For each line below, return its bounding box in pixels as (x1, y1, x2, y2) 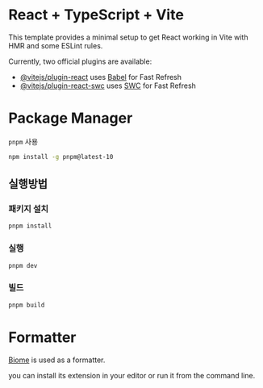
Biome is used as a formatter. (8, 355, 106, 365)
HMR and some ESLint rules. (8, 40, 103, 50)
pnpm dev (8, 261, 38, 269)
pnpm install (8, 222, 52, 231)
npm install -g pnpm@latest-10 (8, 152, 114, 161)
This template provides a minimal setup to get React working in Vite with (8, 32, 248, 42)
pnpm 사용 (8, 136, 39, 146)
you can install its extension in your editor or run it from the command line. (8, 370, 256, 380)
